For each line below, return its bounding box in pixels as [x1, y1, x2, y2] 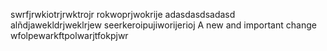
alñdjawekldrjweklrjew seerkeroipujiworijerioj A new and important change [10, 19, 317, 31]
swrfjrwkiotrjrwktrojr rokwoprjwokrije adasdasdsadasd [10, 9, 236, 20]
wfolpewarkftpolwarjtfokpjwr [10, 30, 129, 41]
